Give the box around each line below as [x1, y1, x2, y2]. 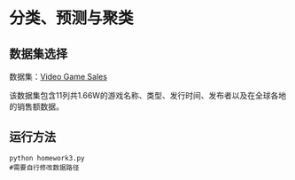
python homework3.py [9, 153, 86, 162]
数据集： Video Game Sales [9, 72, 108, 82]
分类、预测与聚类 [9, 8, 135, 28]
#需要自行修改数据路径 [9, 163, 80, 172]
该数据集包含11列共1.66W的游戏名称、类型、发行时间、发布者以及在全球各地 [9, 90, 286, 100]
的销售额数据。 [9, 101, 64, 112]
